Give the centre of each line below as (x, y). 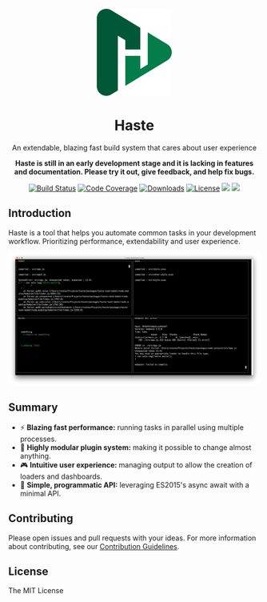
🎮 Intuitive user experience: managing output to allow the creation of (136, 464)
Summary (33, 408)
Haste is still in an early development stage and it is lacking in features (134, 163)
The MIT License (36, 591)
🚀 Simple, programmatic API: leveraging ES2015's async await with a (134, 484)
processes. (38, 439)
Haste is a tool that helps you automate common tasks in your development (132, 232)
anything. (35, 456)
